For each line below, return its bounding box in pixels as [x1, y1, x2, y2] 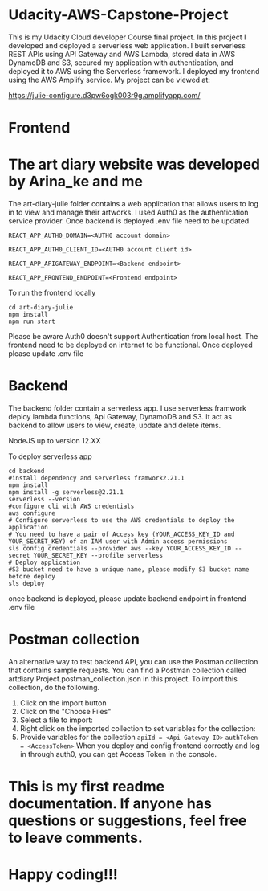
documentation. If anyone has [8, 795, 213, 813]
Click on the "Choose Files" [19, 706, 112, 716]
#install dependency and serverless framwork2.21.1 [8, 474, 185, 482]
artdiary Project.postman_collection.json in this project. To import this [8, 673, 238, 684]
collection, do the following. [8, 682, 100, 692]
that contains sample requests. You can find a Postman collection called [8, 665, 246, 675]
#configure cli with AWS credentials [8, 502, 135, 510]
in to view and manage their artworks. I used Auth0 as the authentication [8, 207, 249, 218]
